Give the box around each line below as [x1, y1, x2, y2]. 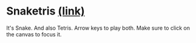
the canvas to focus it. [6, 30, 62, 38]
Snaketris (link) [6, 4, 85, 18]
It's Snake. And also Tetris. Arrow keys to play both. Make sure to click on [6, 24, 190, 31]
